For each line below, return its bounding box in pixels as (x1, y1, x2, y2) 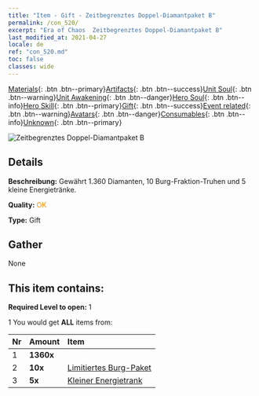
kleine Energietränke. (8, 185, 77, 194)
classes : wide (8, 63, 55, 71)
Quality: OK (8, 200, 47, 209)
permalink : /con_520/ (8, 19, 79, 27)
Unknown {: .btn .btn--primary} (23, 117, 122, 126)
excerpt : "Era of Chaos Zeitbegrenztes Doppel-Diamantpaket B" (8, 26, 223, 34)
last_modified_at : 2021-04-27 (8, 33, 108, 42)
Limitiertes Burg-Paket (67, 362, 151, 373)
